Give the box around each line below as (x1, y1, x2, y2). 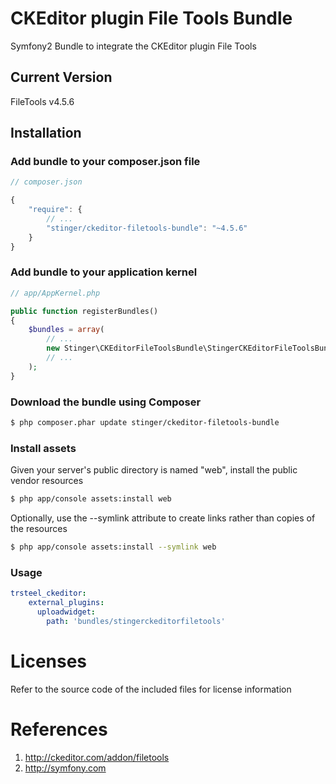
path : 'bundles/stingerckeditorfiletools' (46, 616, 226, 626)
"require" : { (28, 205, 83, 215)
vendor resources (10, 475, 84, 487)
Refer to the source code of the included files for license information (10, 683, 292, 695)
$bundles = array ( (28, 325, 105, 335)
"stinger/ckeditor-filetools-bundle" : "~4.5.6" (46, 223, 248, 233)
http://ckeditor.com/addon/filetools (24, 751, 170, 763)
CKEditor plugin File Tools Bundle (10, 7, 293, 30)
